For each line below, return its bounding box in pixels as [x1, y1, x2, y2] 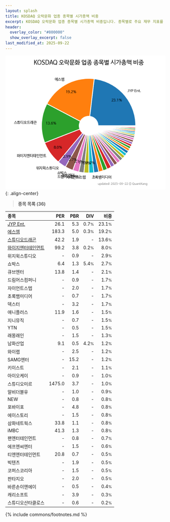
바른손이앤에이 [7, 483, 37, 490]
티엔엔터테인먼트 [7, 451, 41, 457]
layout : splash [5, 8, 38, 13]
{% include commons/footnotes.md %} [5, 511, 88, 517]
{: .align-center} [5, 190, 39, 196]
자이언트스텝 [7, 285, 33, 291]
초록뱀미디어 [7, 293, 33, 299]
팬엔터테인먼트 [7, 435, 37, 441]
